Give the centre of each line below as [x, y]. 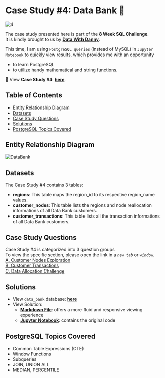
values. [20, 200]
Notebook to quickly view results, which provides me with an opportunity [80, 55]
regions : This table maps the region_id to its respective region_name [84, 195]
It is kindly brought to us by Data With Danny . [53, 39]
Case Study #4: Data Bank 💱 [65, 10]
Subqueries [24, 359]
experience [32, 315]
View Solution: [27, 304]
